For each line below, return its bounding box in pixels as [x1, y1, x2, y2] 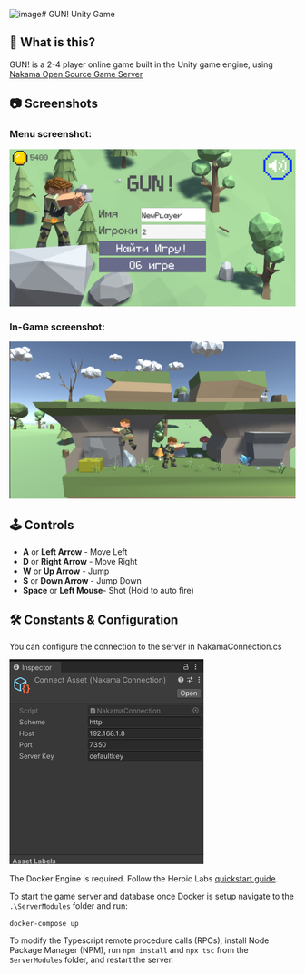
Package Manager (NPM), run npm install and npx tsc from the [9, 944, 249, 955]
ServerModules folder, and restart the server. [9, 954, 174, 965]
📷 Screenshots [9, 96, 98, 112]
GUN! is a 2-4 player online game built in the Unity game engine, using [9, 59, 274, 70]
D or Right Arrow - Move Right [22, 556, 138, 566]
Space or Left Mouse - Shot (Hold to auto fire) [22, 585, 195, 595]
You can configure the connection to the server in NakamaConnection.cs [9, 641, 282, 652]
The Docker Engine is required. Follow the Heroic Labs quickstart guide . [9, 872, 279, 884]
